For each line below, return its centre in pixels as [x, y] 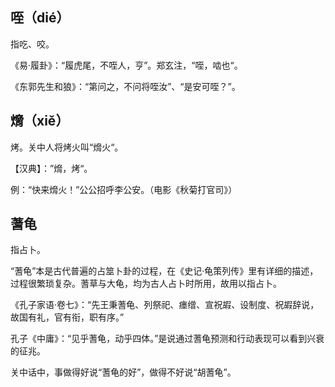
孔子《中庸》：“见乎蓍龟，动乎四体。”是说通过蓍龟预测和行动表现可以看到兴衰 [167, 339]
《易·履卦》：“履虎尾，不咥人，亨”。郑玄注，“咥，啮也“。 [126, 65]
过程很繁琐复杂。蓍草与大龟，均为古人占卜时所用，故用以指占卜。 [146, 284]
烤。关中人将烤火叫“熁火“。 [67, 147]
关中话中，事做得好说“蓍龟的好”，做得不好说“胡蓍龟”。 [123, 372]
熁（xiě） [40, 121]
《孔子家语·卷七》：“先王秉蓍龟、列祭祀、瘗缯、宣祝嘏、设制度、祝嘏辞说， [165, 305]
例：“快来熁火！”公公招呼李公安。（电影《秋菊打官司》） [124, 189]
